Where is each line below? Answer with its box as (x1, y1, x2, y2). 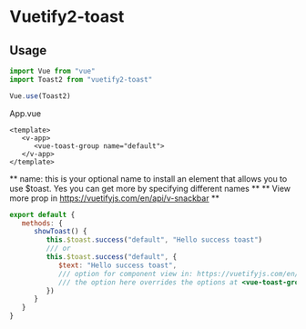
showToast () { (33, 227, 88, 236)
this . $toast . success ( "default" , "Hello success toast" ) (46, 235, 262, 244)
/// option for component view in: (57, 269, 194, 278)
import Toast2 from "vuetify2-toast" (9, 75, 153, 84)
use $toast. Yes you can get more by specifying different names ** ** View (9, 183, 291, 194)
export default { (9, 210, 76, 219)
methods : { (21, 218, 64, 228)
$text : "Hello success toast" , (57, 261, 178, 270)
